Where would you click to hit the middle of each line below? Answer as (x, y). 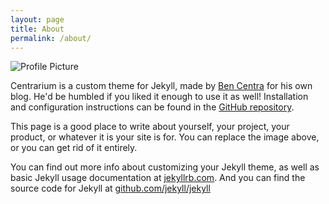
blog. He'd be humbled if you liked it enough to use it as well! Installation (159, 97)
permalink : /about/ (51, 38)
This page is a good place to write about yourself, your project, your (150, 127)
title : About (37, 29)
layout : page (37, 19)
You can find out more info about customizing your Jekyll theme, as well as (165, 167)
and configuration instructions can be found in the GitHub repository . (152, 107)
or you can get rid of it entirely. (74, 148)
